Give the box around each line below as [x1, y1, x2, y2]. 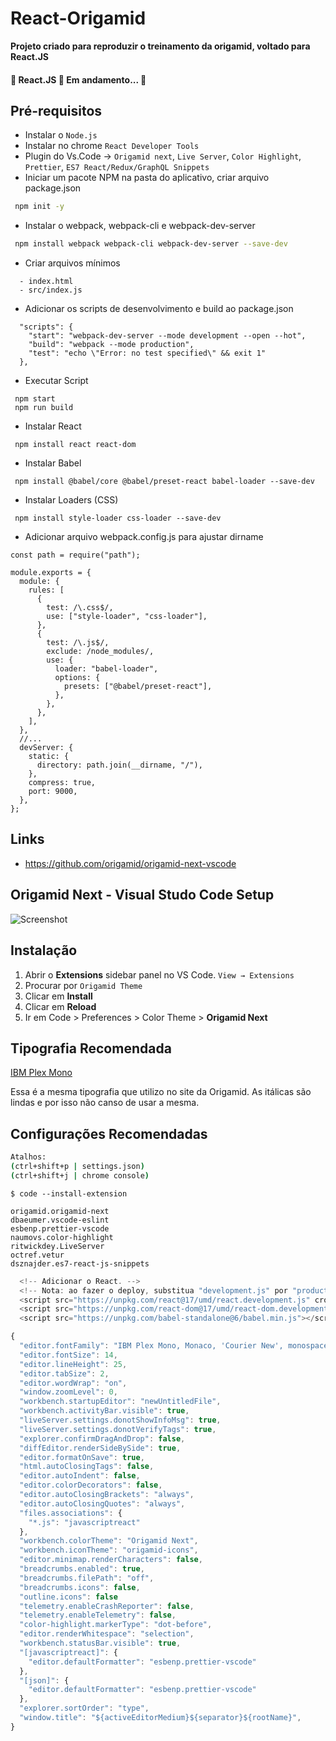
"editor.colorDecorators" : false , [19, 1480, 163, 1491]
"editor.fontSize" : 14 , [19, 1350, 118, 1360]
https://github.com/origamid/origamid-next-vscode [24, 857, 237, 869]
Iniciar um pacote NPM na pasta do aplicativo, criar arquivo [24, 172, 270, 184]
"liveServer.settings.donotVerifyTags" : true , [19, 1424, 217, 1434]
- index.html [19, 277, 74, 287]
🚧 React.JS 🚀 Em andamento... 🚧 [10, 73, 147, 86]
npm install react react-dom [14, 440, 137, 450]
